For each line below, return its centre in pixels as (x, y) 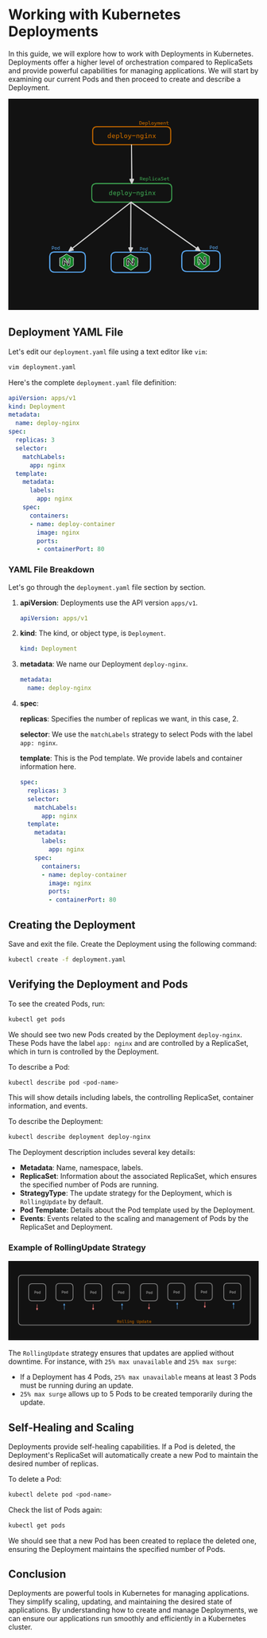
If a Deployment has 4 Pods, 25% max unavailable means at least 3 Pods (138, 1377)
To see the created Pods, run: (57, 1004)
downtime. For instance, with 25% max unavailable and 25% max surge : (122, 1361)
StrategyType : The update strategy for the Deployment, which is (126, 1193)
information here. (48, 767)
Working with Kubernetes (95, 15)
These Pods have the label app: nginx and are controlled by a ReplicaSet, (128, 1043)
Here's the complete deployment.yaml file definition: (93, 382)
